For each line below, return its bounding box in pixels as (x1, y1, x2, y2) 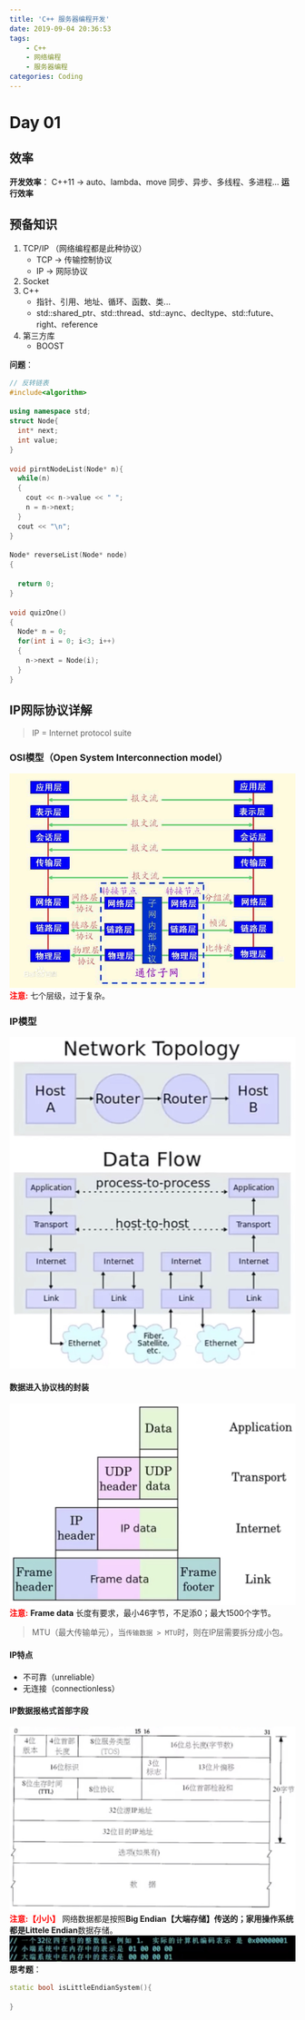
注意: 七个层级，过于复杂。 (9, 990, 111, 1000)
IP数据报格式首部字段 (9, 1705, 89, 1716)
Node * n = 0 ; (17, 627, 67, 636)
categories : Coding (9, 73, 84, 82)
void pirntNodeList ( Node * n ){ (9, 464, 124, 474)
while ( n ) (17, 474, 51, 483)
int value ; (17, 436, 59, 445)
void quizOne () (9, 608, 67, 617)
